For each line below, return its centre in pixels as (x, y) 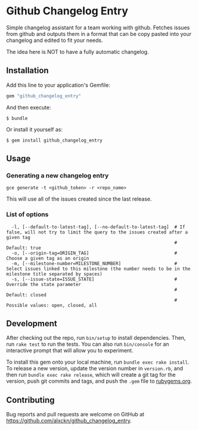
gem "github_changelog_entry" (44, 96)
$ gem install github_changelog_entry (54, 140)
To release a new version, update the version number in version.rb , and (95, 368)
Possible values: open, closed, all (52, 305)
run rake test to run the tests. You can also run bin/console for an (88, 344)
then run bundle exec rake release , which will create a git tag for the (91, 375)
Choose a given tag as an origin (48, 258)
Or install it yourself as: (34, 129)
